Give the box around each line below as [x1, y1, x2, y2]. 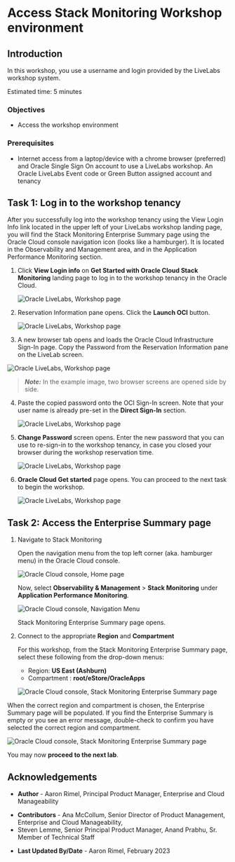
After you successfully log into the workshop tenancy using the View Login [7, 215, 224, 224]
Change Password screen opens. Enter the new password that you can [17, 433, 224, 442]
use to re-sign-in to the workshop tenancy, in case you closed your [17, 440, 212, 450]
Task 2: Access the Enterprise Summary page [7, 517, 212, 529]
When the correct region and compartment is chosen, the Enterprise [7, 701, 205, 710]
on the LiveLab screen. [17, 351, 84, 359]
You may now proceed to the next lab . [7, 750, 119, 759]
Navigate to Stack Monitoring [17, 535, 102, 544]
